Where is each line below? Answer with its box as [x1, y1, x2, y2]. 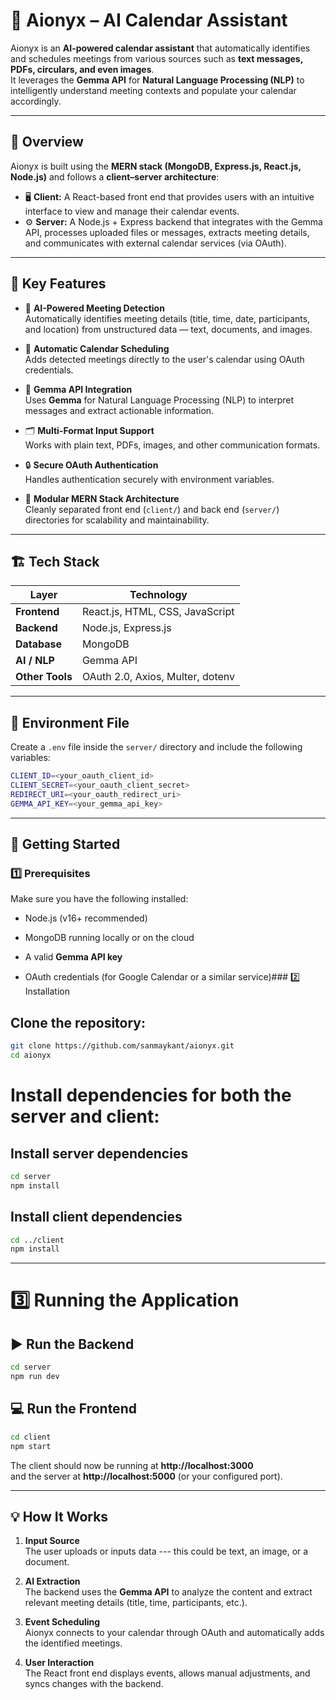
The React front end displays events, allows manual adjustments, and [24, 1667, 311, 1679]
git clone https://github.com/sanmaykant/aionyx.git [10, 1041, 235, 1051]
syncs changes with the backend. [24, 1678, 164, 1690]
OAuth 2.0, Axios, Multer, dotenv [81, 670, 236, 684]
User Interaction [24, 1657, 95, 1669]
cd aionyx [10, 1050, 52, 1061]
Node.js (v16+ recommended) [24, 912, 148, 924]
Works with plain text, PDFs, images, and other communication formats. [24, 439, 321, 451]
